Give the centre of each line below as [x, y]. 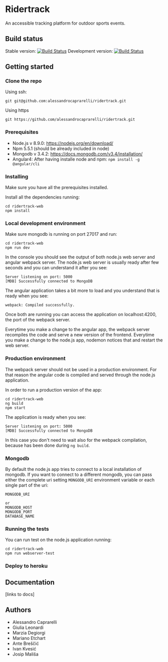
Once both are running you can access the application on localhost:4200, [81, 314]
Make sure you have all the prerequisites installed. [57, 188]
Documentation [30, 582]
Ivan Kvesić [24, 648]
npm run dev [17, 248]
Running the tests [27, 529]
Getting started [29, 67]
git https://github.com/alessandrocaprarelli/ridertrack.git [70, 120]
